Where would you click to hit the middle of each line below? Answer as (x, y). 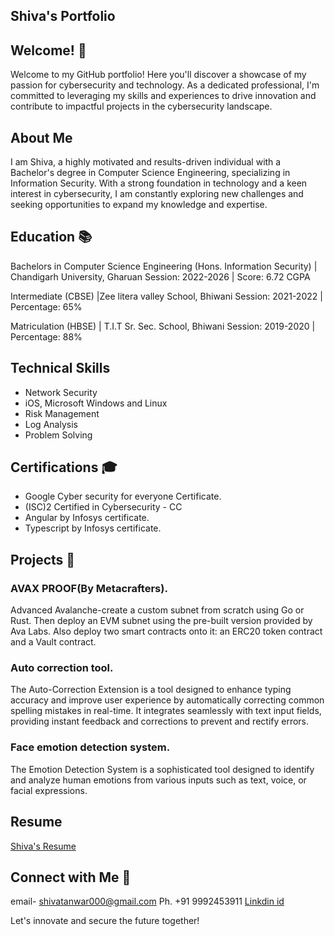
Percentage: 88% (46, 336)
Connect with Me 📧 (71, 877)
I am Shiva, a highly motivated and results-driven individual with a (146, 162)
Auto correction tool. (62, 668)
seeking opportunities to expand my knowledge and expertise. (139, 205)
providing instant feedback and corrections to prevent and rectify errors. (160, 721)
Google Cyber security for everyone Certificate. (123, 496)
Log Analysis (51, 424)
